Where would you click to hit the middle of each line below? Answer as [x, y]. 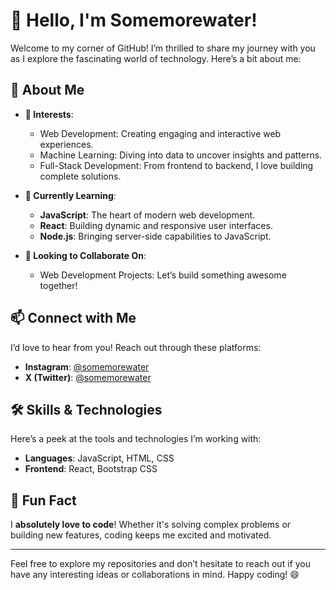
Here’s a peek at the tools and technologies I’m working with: [136, 439]
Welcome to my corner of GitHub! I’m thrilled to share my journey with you [163, 48]
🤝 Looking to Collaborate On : [85, 255]
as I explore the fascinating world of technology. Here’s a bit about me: [156, 58]
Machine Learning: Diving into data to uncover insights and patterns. [181, 155]
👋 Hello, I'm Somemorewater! [134, 20]
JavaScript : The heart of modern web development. [147, 215]
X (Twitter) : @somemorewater [88, 377]
